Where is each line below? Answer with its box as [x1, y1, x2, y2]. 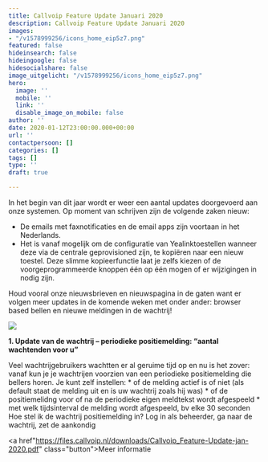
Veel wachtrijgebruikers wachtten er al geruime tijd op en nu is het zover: [8, 361, 250, 370]
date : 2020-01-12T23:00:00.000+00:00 [8, 124, 135, 132]
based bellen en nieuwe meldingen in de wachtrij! [8, 306, 173, 315]
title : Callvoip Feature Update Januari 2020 [8, 11, 163, 20]
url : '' [8, 131, 35, 139]
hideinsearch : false [8, 49, 78, 57]
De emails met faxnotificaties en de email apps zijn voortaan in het [19, 222, 240, 231]
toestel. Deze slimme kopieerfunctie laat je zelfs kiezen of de [19, 256, 221, 265]
